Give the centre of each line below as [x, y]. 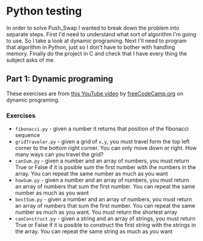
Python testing [44, 11]
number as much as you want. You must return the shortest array [96, 212]
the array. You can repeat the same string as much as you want [94, 231]
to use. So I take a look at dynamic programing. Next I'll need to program [97, 40]
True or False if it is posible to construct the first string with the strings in [105, 225]
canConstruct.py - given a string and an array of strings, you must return [105, 219]
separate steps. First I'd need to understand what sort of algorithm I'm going [101, 34]
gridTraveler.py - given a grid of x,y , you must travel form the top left [102, 142]
